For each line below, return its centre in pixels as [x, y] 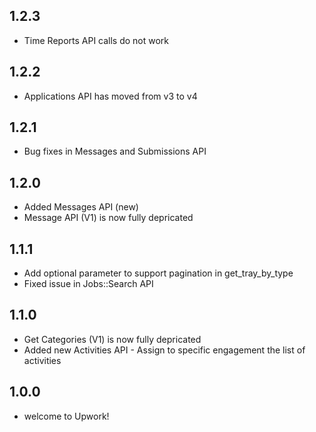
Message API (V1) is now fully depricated [108, 218]
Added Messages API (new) [81, 207]
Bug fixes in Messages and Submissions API [115, 151]
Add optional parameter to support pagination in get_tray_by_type [158, 273]
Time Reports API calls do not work [96, 40]
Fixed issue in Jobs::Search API [88, 284]
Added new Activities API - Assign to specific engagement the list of [164, 350]
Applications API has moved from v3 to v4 [110, 96]
